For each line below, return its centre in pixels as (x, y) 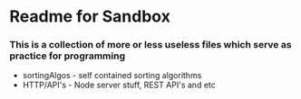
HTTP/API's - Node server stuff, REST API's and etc (119, 85)
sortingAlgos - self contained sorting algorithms (112, 76)
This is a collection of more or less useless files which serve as (150, 45)
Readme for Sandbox (90, 17)
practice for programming (67, 56)
